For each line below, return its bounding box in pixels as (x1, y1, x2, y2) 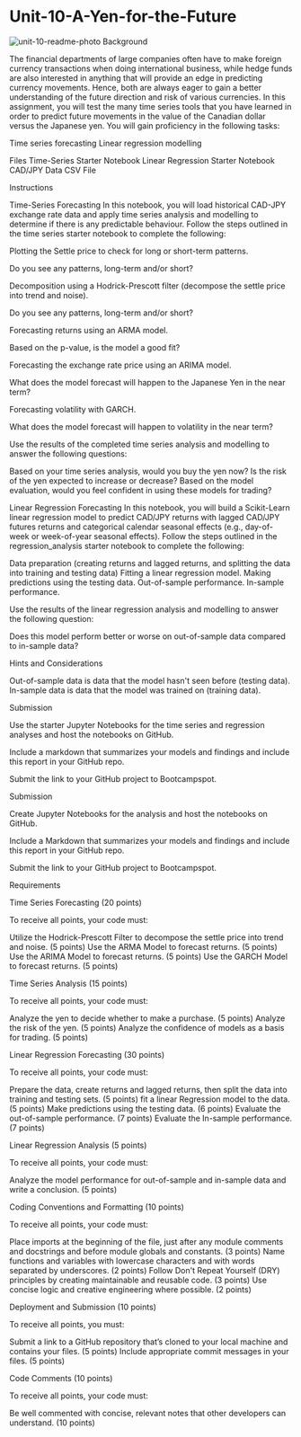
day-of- (244, 521, 274, 532)
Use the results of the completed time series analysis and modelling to (9, 439, 270, 449)
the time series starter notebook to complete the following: (9, 227, 226, 239)
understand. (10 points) (9, 1417, 96, 1428)
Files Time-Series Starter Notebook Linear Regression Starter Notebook (9, 155, 276, 165)
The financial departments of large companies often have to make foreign (9, 53, 282, 64)
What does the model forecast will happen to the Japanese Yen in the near (9, 377, 286, 387)
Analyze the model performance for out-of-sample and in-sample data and (9, 1175, 287, 1185)
